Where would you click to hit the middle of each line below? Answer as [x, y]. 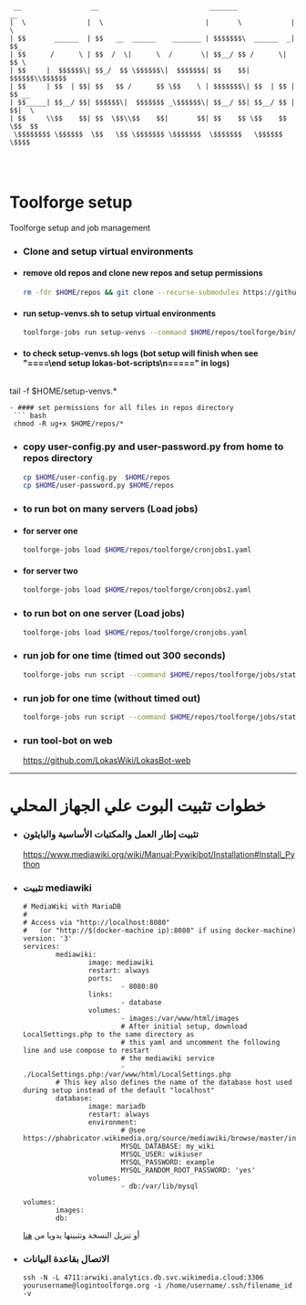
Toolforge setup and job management [80, 227]
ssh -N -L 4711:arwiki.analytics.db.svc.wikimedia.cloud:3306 [143, 1278]
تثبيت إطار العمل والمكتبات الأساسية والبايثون [110, 835]
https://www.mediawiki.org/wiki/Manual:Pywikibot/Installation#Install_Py [159, 854]
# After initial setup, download [184, 1026]
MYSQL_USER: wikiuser [162, 1154]
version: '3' [47, 938]
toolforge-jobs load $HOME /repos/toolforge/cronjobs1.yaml [137, 550]
